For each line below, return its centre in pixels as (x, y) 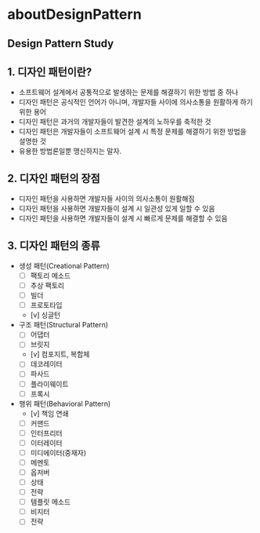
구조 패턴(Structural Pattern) (63, 325)
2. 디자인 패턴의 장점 (54, 178)
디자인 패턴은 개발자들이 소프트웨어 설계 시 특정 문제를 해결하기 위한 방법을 (133, 132)
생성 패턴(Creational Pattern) (64, 266)
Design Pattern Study (61, 44)
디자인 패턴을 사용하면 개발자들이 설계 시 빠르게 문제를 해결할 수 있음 (123, 218)
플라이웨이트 (49, 384)
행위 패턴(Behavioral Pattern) (65, 403)
